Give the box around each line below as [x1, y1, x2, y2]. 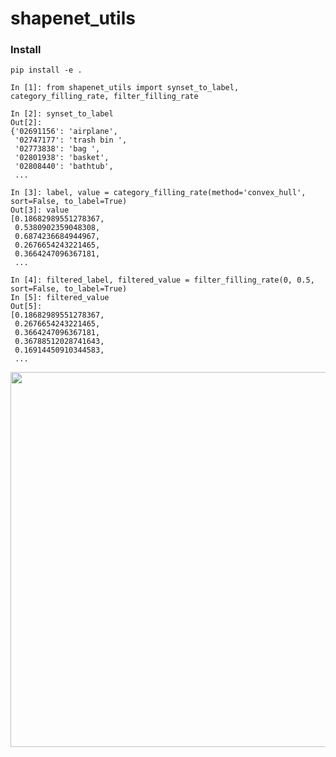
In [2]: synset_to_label [10, 109, 114, 119]
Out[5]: [10, 302, 43, 312]
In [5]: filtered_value [10, 293, 110, 303]
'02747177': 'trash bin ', [14, 135, 128, 146]
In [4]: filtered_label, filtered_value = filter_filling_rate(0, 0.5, [10, 275, 315, 286]
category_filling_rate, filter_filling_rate [10, 92, 199, 102]
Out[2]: [10, 118, 43, 128]
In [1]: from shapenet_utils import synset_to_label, [10, 83, 240, 93]
